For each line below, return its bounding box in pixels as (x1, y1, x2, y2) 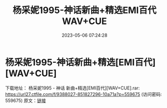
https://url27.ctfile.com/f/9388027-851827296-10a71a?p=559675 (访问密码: (5, 91, 162, 97)
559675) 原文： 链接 (5, 97, 46, 103)
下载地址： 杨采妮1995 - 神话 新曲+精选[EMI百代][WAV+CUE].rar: (5, 85, 140, 91)
